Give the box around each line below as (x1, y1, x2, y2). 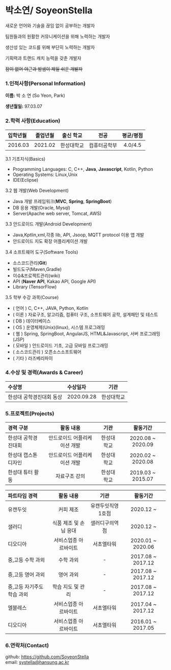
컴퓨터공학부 (89, 141, 118, 148)
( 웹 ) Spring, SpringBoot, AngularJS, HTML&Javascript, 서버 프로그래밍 (12, 330, 160, 337)
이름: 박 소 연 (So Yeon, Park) (5, 92, 65, 98)
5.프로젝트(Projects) (5, 410, 54, 417)
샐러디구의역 (90, 519, 119, 527)
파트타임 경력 (8, 492, 38, 500)
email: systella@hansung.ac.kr (5, 659, 70, 665)
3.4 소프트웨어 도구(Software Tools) (5, 249, 78, 255)
